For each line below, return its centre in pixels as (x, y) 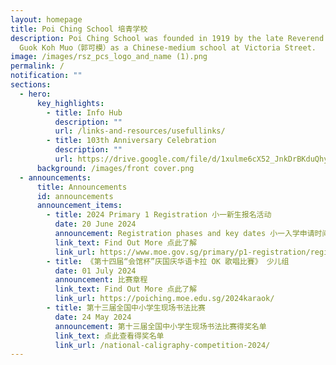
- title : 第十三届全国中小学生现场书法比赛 (126, 308)
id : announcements (75, 196)
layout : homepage (46, 19)
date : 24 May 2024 (93, 317)
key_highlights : (70, 103)
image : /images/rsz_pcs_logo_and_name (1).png (109, 57)
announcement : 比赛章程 (101, 280)
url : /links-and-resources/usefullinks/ (140, 131)
